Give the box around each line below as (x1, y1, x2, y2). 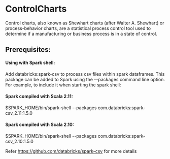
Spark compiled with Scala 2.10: (5, 121, 75, 128)
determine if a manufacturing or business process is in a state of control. (5, 30, 157, 37)
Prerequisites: (5, 45, 51, 54)
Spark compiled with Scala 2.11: (5, 93, 73, 100)
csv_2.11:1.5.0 (5, 110, 33, 116)
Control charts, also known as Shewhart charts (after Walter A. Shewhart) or (5, 20, 164, 26)
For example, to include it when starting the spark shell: (5, 82, 121, 88)
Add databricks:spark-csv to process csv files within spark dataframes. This (5, 71, 165, 77)
